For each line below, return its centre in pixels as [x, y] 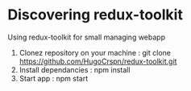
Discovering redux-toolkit [95, 15]
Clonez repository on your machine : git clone [95, 52]
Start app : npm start [54, 78]
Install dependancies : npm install [75, 69]
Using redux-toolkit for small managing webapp [87, 37]
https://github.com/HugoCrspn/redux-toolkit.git [98, 61]
